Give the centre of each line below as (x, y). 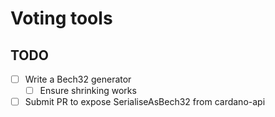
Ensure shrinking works (88, 91)
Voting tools (61, 18)
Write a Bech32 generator (78, 79)
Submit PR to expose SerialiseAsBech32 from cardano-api (145, 102)
